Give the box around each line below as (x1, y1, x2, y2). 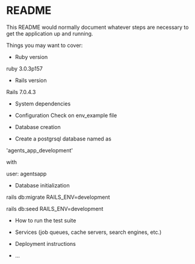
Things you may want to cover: (6, 42, 83, 49)
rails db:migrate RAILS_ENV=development (6, 193, 110, 201)
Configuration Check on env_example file (14, 112, 117, 119)
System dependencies (14, 100, 71, 107)
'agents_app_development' (6, 146, 73, 154)
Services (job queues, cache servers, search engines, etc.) (14, 228, 162, 236)
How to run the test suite (14, 216, 76, 224)
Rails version (14, 77, 47, 84)
